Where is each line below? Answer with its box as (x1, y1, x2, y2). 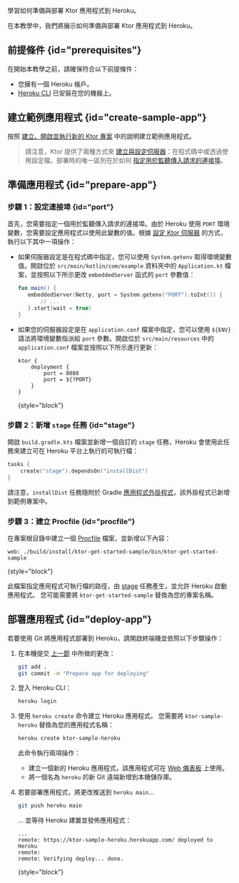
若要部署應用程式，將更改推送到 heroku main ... (17, 788, 155, 797)
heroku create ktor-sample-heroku (17, 735, 121, 742)
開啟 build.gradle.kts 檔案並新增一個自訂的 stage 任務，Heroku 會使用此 (7, 438, 223, 446)
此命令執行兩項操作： (17, 749, 81, 757)
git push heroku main (17, 802, 82, 809)
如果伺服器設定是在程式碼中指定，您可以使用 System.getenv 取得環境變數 (17, 253, 232, 261)
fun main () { (17, 285, 57, 292)
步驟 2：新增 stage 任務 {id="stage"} (7, 420, 136, 430)
